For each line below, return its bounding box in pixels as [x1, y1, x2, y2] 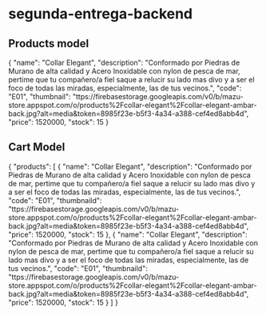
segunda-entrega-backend [8, 5, 193, 23]
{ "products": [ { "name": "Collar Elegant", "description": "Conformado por [8, 161, 252, 171]
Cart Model [8, 141, 66, 154]
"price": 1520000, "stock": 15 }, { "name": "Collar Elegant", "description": [8, 229, 248, 239]
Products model [8, 37, 89, 50]
